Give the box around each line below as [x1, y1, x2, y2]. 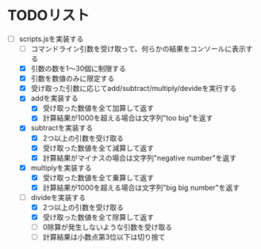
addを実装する [30, 93, 79, 103]
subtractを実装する [30, 123, 94, 133]
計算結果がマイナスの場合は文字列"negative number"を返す [42, 153, 237, 162]
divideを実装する [30, 192, 86, 202]
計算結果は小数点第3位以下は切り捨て [42, 232, 166, 242]
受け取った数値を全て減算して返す [42, 143, 154, 153]
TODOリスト [7, 6, 90, 25]
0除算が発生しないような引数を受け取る [42, 222, 172, 232]
